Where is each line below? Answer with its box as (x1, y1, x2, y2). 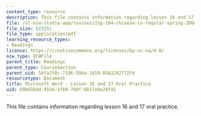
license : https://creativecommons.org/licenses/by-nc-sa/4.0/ (6, 48, 165, 54)
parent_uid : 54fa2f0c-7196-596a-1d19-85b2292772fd (6, 70, 135, 76)
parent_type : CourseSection (6, 64, 77, 71)
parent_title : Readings (6, 59, 66, 65)
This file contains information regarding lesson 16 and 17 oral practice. (6, 103, 179, 110)
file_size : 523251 (6, 25, 52, 32)
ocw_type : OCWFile (6, 53, 52, 59)
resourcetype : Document (6, 75, 66, 81)
